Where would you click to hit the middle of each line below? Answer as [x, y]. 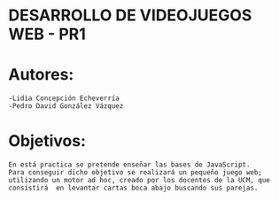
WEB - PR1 [47, 34]
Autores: [41, 75]
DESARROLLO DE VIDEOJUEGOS [130, 15]
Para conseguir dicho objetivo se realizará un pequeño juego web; [136, 173]
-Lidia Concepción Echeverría [64, 98]
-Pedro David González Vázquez [66, 106]
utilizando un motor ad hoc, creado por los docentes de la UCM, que [139, 181]
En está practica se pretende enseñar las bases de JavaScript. [129, 165]
